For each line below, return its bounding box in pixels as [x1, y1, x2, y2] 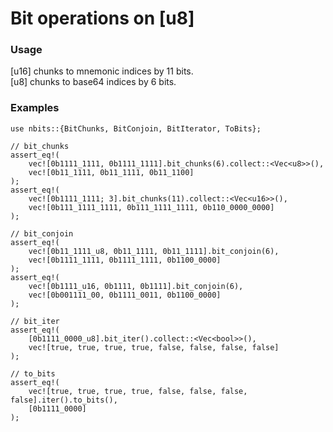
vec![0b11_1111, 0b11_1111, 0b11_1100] [28, 167, 195, 177]
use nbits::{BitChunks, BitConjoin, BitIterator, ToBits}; [10, 123, 262, 134]
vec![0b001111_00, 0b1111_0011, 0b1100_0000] [28, 290, 222, 300]
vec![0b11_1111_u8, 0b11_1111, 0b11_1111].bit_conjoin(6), [28, 246, 280, 256]
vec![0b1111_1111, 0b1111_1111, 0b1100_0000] [28, 255, 222, 265]
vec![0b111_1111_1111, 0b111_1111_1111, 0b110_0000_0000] [28, 202, 275, 212]
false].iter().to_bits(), [10, 395, 118, 405]
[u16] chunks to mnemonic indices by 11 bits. [10, 65, 194, 77]
